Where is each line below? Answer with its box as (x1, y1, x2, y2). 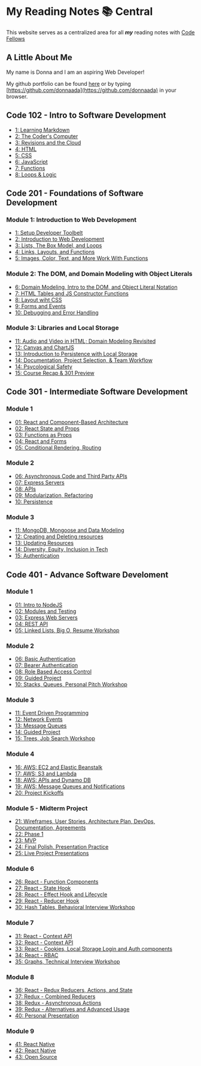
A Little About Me (6, 52, 73, 63)
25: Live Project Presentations (14, 850, 89, 857)
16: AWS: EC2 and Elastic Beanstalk (14, 763, 103, 771)
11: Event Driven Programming (14, 709, 89, 717)
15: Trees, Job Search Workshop (14, 735, 96, 742)
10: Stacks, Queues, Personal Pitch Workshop (14, 681, 127, 688)
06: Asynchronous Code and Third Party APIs (14, 472, 127, 480)
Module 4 (6, 750, 35, 758)
